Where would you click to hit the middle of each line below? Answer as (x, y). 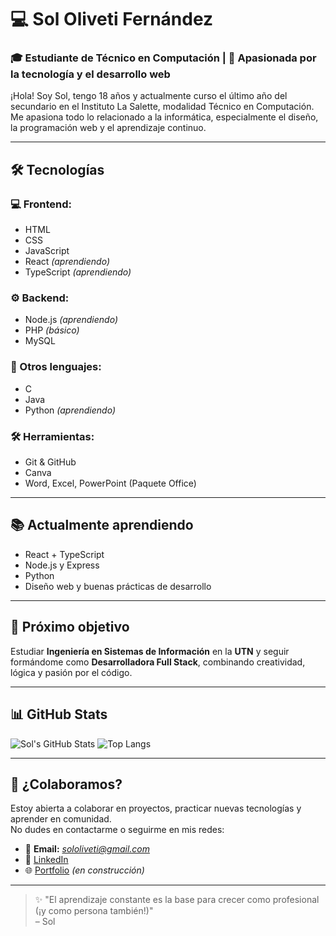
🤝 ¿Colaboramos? (66, 784)
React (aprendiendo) (67, 262)
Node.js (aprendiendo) (71, 320)
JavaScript (47, 251)
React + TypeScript (64, 554)
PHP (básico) (52, 330)
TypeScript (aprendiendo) (78, 272)
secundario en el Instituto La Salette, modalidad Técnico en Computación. (162, 107)
